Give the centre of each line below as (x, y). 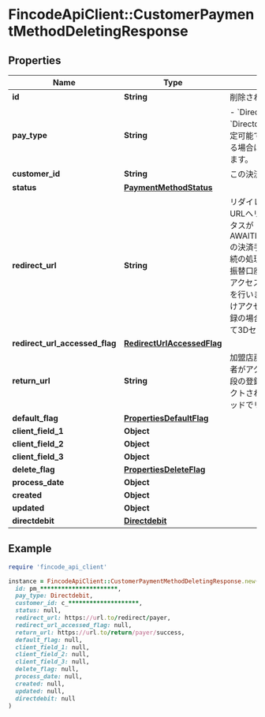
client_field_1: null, (52, 647)
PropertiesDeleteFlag (164, 469)
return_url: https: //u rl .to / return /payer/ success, (100, 633)
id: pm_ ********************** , (69, 588)
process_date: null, (49, 677)
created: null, (40, 684)
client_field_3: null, (52, 662)
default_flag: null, (49, 640)
